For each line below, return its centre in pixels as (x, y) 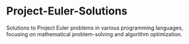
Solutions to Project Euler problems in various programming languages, (95, 28)
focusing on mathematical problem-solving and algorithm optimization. (94, 34)
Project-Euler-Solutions (67, 11)
